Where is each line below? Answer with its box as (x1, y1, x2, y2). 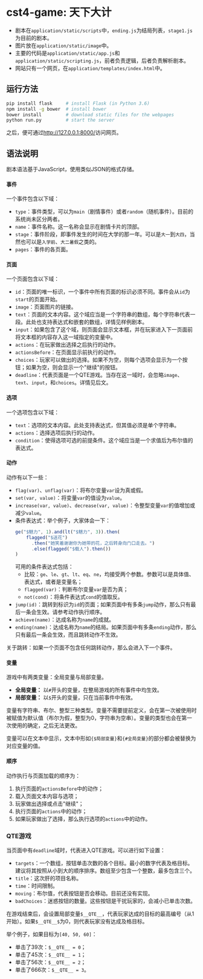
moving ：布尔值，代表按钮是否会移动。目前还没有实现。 (14, 889, 153, 897)
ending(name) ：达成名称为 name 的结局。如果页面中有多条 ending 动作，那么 (14, 624, 197, 631)
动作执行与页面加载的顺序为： (6, 772, 80, 779)
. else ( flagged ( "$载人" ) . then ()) (31, 546, 111, 552)
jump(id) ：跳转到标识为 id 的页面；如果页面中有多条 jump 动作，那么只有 (14, 601, 192, 608)
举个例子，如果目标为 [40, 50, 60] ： (6, 930, 97, 938)
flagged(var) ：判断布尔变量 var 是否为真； (24, 586, 129, 593)
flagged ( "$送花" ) (26, 534, 68, 540)
